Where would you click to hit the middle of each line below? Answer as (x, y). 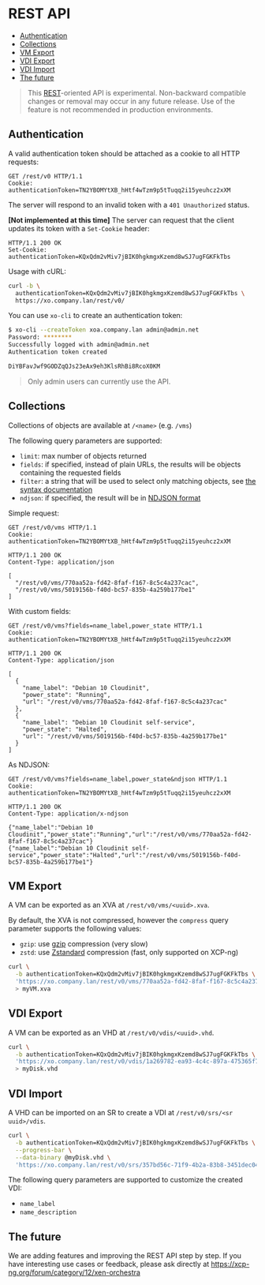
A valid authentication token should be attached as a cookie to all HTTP (124, 153)
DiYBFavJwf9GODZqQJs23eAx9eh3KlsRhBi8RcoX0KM (84, 366)
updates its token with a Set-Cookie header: (79, 228)
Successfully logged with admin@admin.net (79, 345)
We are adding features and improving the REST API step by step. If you (125, 1256)
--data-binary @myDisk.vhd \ (63, 1157)
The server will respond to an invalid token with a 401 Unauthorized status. (129, 204)
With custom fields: (39, 611)
